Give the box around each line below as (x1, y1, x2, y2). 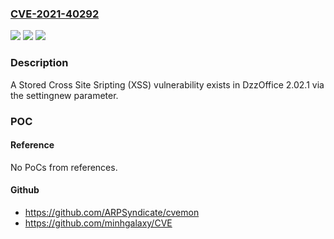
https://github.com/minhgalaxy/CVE (24, 217, 173, 229)
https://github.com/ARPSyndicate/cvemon (24, 206, 200, 218)
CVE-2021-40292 (10, 7, 100, 21)
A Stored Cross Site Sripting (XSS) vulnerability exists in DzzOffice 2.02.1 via (10, 78, 325, 91)
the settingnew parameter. (10, 89, 119, 101)
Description (10, 56, 69, 70)
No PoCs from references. (10, 161, 118, 173)
